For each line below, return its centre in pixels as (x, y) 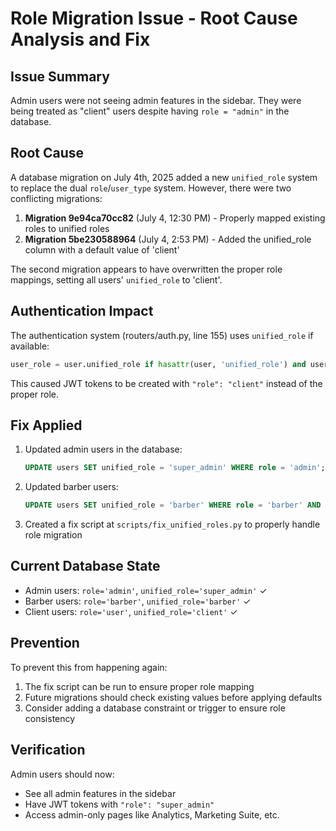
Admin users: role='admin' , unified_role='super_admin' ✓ (146, 590)
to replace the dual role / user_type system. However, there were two (151, 188)
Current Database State (85, 566)
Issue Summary (60, 76)
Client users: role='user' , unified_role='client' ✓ (131, 611)
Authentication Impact (82, 311)
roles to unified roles (67, 228)
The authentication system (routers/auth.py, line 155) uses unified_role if (162, 335)
